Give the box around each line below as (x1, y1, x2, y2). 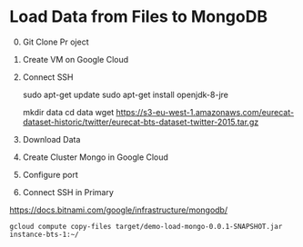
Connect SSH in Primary (22, 186, 114, 197)
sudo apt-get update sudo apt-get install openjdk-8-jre (22, 89, 229, 100)
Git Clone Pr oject (22, 36, 89, 47)
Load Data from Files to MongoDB (9, 6, 268, 27)
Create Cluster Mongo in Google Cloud (22, 152, 168, 163)
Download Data (22, 133, 81, 144)
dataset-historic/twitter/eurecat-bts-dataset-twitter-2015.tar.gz (22, 116, 259, 127)
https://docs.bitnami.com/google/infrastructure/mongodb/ (9, 204, 228, 215)
